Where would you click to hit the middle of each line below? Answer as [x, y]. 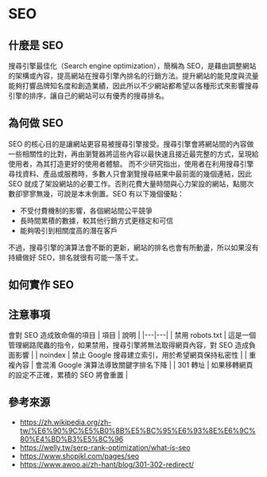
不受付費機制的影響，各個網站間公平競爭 [86, 210]
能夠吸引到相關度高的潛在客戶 [68, 230]
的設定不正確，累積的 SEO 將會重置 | [68, 375]
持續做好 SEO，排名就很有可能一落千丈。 [75, 257]
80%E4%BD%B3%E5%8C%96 [72, 439]
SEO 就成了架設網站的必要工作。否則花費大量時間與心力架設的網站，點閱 [128, 183]
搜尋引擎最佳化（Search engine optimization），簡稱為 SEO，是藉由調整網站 [132, 66]
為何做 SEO [36, 123]
